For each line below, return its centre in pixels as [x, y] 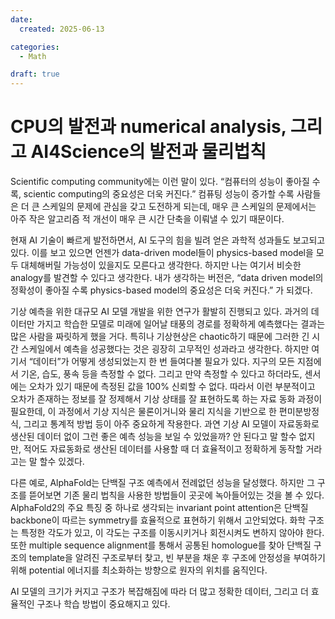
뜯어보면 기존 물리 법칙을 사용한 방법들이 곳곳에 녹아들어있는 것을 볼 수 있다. [176, 495]
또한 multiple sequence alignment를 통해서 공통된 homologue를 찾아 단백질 [161, 545]
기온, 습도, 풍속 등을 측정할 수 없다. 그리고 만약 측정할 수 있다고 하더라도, [161, 374]
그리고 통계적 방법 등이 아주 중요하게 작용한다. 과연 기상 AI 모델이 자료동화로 [171, 424]
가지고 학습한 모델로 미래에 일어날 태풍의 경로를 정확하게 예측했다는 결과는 [181, 324]
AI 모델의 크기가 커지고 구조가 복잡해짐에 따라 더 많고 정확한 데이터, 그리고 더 [159, 592]
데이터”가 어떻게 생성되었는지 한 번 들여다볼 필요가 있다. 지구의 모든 [164, 362]
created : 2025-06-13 [62, 29]
